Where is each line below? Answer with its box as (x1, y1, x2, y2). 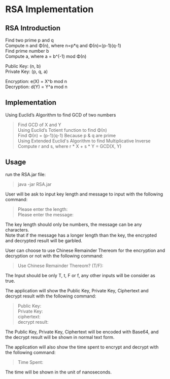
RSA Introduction (5, 24, 61, 32)
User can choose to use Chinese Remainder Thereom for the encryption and (5, 247, 165, 253)
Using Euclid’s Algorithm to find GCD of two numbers (5, 111, 116, 118)
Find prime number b (5, 48, 49, 54)
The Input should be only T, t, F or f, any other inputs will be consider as (5, 272, 156, 278)
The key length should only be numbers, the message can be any (5, 221, 142, 228)
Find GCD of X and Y (17, 122, 62, 128)
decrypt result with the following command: (5, 293, 96, 299)
